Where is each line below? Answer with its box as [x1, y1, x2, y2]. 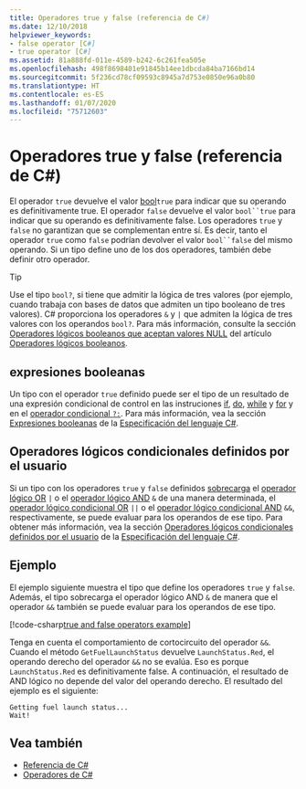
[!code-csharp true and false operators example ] [9, 618, 192, 630]
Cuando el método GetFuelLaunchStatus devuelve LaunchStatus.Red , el [9, 646, 275, 657]
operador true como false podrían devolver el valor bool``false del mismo [9, 235, 293, 246]
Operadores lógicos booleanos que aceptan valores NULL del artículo [9, 328, 272, 339]
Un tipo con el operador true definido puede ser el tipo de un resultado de [9, 389, 290, 399]
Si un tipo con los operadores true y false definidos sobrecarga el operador [9, 482, 297, 493]
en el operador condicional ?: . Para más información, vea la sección [9, 408, 267, 418]
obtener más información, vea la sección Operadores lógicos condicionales [9, 521, 294, 532]
